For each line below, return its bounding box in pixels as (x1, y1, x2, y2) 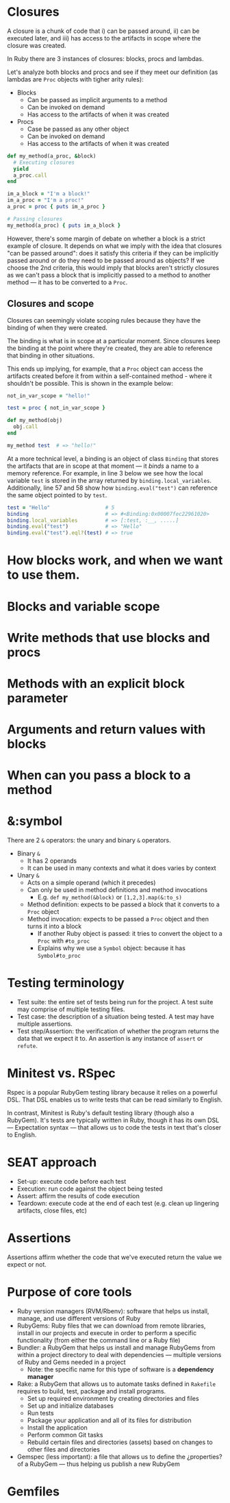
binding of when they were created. (7, 323, 108, 332)
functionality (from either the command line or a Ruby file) (16, 1336, 181, 1344)
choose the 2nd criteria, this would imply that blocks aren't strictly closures (7, 263, 220, 271)
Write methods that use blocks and (7, 630, 210, 645)
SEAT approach (7, 1155, 97, 1170)
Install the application (27, 1423, 88, 1432)
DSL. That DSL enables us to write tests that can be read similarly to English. (7, 1095, 223, 1104)
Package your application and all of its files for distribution (27, 1416, 192, 1424)
